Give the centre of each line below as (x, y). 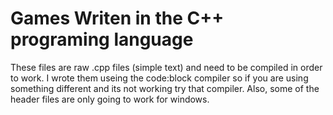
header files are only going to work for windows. (110, 99)
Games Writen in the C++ (117, 18)
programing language (102, 39)
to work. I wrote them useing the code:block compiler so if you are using (159, 78)
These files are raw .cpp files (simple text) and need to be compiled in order (166, 67)
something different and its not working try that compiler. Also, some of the (165, 88)
